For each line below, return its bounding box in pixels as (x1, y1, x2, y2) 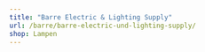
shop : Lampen (9, 29, 58, 38)
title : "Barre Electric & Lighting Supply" (9, 12, 173, 22)
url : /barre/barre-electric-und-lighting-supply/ (9, 21, 197, 30)
